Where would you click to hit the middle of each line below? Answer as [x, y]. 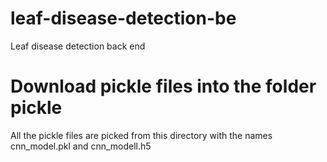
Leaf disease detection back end [78, 46]
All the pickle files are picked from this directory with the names [141, 135]
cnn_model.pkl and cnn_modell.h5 [81, 146]
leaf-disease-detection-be [123, 18]
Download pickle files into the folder [163, 86]
